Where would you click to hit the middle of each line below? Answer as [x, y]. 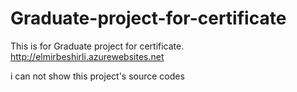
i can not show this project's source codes [97, 76]
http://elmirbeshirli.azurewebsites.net [87, 56]
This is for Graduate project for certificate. [97, 46]
